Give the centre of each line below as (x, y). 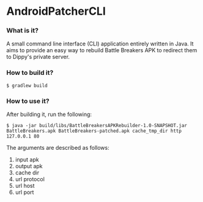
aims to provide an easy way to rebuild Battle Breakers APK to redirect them (102, 50)
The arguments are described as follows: (58, 148)
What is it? (22, 31)
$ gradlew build (27, 85)
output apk (29, 166)
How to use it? (28, 101)
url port (24, 192)
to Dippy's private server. (38, 57)
